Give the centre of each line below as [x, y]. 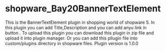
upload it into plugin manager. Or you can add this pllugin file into [71, 38]
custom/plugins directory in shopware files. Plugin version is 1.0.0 [72, 43]
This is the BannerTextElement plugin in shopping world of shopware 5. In [80, 22]
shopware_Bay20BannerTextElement [83, 9]
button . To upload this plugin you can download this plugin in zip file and [80, 33]
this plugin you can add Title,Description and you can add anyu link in [76, 27]
